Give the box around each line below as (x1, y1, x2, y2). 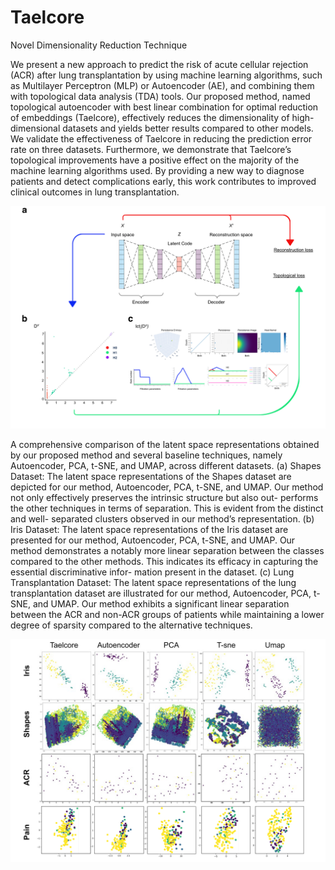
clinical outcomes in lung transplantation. (10, 186, 180, 198)
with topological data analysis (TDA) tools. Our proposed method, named (10, 90, 311, 102)
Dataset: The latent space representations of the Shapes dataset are (10, 471, 292, 483)
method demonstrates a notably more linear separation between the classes (10, 545, 325, 557)
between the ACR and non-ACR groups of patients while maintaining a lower (10, 609, 325, 621)
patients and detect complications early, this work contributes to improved (10, 175, 317, 187)
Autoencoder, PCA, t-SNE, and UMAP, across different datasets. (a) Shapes (10, 460, 322, 472)
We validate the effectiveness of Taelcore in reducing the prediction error (10, 132, 313, 145)
